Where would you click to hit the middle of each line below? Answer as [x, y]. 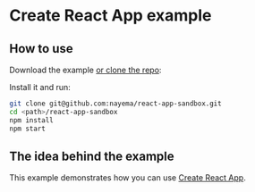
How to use [41, 49]
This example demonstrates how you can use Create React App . [127, 178]
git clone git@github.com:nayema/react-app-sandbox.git [115, 104]
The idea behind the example [92, 156]
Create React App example [110, 16]
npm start [28, 129]
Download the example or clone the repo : [85, 70]
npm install [31, 120]
